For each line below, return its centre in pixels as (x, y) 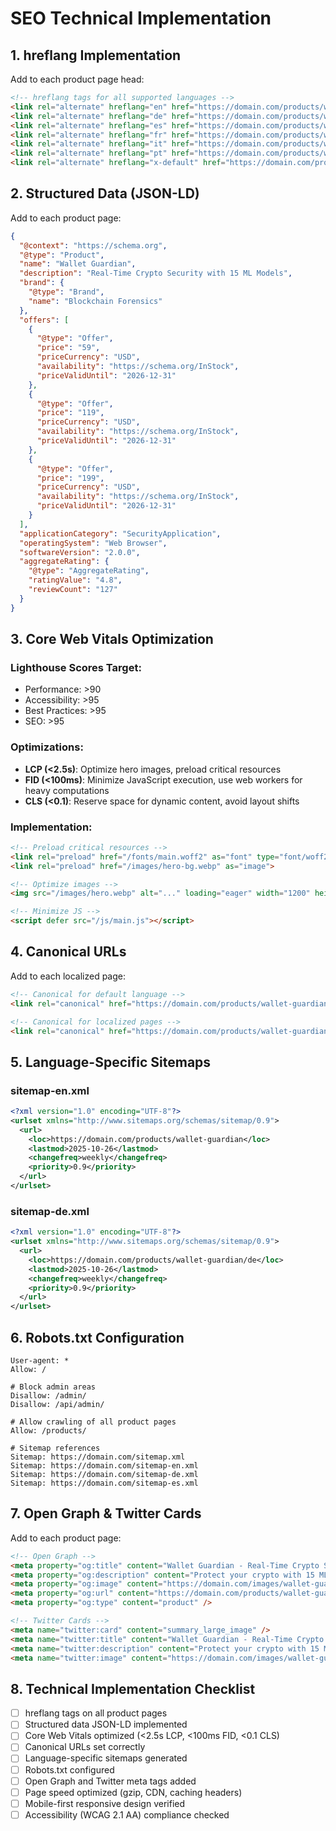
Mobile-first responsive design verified (105, 1803)
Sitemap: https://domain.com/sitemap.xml (98, 1457)
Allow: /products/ (48, 1430)
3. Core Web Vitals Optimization (112, 639)
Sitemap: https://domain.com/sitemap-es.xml (104, 1483)
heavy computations (67, 790)
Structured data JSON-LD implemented (106, 1724)
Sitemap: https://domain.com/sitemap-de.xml (104, 1474)
